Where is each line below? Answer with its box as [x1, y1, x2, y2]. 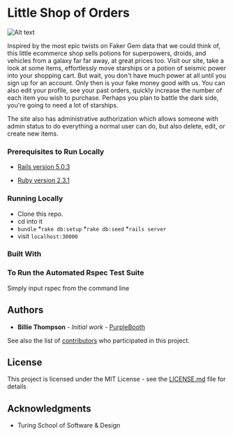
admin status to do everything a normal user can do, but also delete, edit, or [7, 122, 225, 130]
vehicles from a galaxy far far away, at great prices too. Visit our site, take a [7, 56, 225, 64]
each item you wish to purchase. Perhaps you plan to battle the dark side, [7, 93, 219, 102]
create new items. [7, 129, 59, 138]
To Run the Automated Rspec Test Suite [7, 268, 144, 277]
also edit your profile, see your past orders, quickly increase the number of [7, 86, 223, 94]
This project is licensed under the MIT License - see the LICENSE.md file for [7, 375, 226, 384]
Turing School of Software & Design [17, 421, 121, 430]
